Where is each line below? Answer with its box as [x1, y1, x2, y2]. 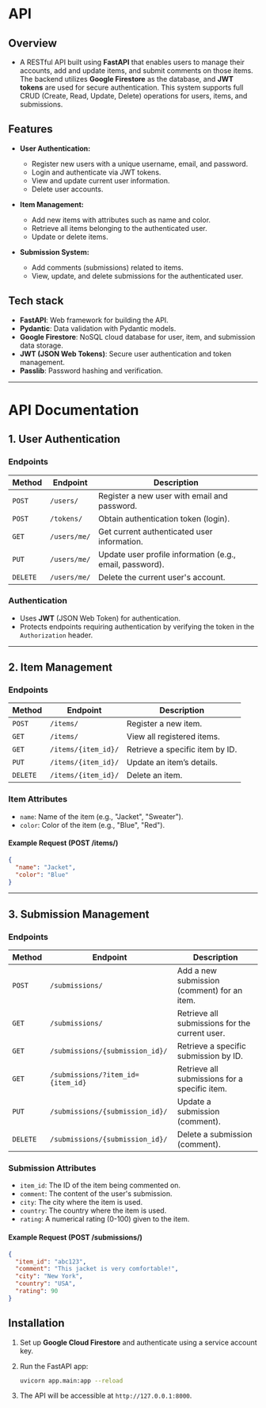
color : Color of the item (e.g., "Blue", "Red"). [19, 820, 165, 829]
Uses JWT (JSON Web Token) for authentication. [19, 613, 180, 623]
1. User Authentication [8, 433, 121, 446]
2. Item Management [8, 660, 113, 675]
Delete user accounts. [31, 184, 104, 194]
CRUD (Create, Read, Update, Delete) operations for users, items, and [19, 91, 248, 100]
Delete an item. [126, 770, 183, 781]
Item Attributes [8, 794, 68, 805]
